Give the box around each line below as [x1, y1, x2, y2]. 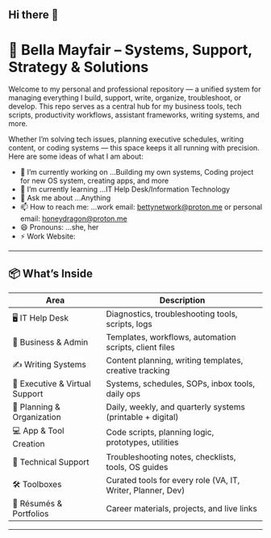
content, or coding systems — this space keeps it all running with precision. [8, 143, 260, 153]
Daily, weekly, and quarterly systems [106, 401, 246, 413]
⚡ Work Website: [19, 231, 76, 241]
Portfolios [12, 508, 49, 519]
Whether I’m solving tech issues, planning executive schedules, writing [8, 134, 244, 144]
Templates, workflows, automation [106, 332, 236, 343]
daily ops [106, 388, 141, 400]
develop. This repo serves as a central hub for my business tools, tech [8, 102, 242, 112]
